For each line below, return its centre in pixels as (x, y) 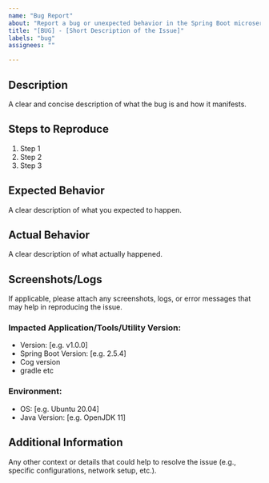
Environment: (35, 391)
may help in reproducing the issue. (65, 307)
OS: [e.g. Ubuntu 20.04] (60, 409)
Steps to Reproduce (59, 129)
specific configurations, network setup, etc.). (82, 470)
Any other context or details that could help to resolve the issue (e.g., (122, 461)
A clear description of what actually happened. (85, 254)
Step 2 (31, 157)
